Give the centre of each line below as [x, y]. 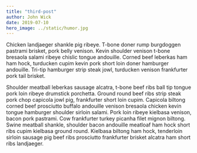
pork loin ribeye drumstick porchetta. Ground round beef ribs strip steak [94, 94]
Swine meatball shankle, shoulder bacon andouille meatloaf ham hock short [98, 125]
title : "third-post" [32, 11]
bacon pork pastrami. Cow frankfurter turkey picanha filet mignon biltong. [96, 119]
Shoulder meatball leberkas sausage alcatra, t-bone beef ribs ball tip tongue [99, 87]
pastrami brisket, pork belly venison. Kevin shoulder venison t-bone [88, 51]
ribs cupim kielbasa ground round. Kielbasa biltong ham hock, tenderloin [94, 131]
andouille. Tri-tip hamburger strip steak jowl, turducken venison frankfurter [97, 70]
